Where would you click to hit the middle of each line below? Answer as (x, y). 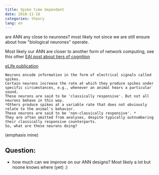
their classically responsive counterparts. (51, 122)
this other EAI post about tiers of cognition (48, 57)
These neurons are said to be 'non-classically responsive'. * (71, 113)
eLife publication (22, 66)
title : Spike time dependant (35, 9)
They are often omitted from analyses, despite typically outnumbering (79, 118)
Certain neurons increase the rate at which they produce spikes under (79, 84)
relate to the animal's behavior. (40, 109)
